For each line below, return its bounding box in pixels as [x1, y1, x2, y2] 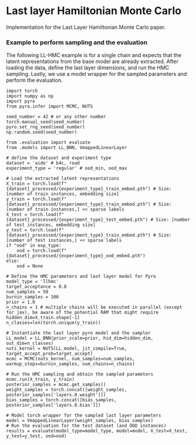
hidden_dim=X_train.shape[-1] [6, 315, 80, 321]
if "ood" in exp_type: [6, 243, 62, 248]
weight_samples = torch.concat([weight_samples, [6, 387, 127, 393]
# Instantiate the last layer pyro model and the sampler [6, 330, 151, 336]
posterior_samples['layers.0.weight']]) [6, 392, 107, 398]
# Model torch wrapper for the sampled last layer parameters [6, 413, 161, 419]
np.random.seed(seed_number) [6, 129, 77, 135]
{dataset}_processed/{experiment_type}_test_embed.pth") [6, 217, 148, 223]
